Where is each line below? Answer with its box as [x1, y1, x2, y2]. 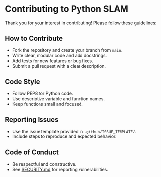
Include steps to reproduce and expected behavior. [12, 133, 117, 139]
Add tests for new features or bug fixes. [12, 58, 94, 64]
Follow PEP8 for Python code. [12, 90, 73, 96]
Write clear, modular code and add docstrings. [12, 52, 107, 58]
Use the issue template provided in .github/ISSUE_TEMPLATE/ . [12, 129, 137, 134]
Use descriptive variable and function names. [12, 95, 105, 102]
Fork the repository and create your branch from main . [12, 47, 122, 53]
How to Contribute [5, 34, 63, 43]
